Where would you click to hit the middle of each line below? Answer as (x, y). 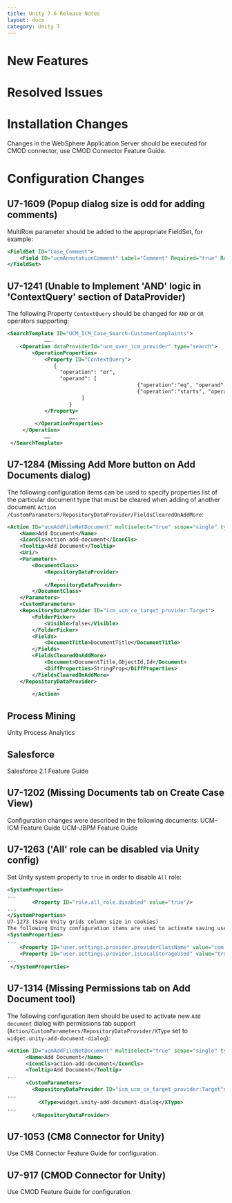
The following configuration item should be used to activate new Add (104, 1016)
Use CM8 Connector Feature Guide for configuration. (83, 1153)
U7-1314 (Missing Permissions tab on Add (99, 989)
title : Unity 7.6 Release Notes (54, 14)
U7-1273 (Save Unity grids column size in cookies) (83, 922)
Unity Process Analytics (41, 733)
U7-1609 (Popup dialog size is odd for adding (106, 204)
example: (20, 239)
